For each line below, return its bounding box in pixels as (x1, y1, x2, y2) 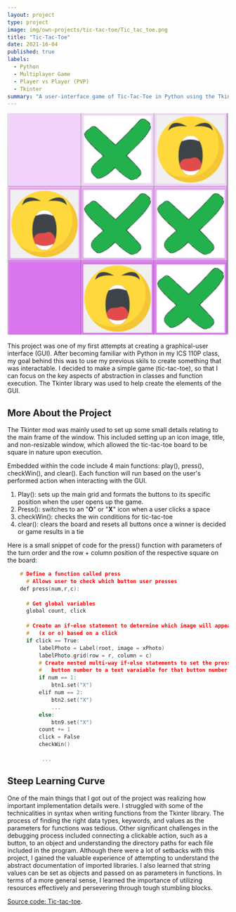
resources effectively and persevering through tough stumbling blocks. (7, 883, 213, 892)
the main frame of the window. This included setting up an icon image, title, (7, 433, 225, 442)
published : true (7, 48, 55, 56)
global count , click (25, 608, 86, 615)
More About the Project (7, 407, 112, 419)
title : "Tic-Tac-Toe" (7, 34, 71, 41)
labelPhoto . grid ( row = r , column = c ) (38, 652, 152, 659)
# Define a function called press (20, 571, 121, 578)
